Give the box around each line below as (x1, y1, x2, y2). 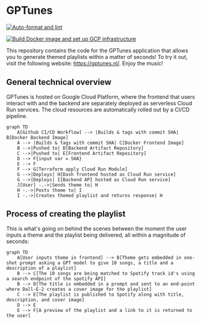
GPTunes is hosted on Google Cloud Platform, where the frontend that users (6, 93, 196, 100)
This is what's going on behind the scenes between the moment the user (6, 225, 187, 232)
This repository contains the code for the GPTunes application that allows (6, 46, 188, 54)
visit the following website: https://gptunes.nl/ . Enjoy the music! (6, 60, 164, 67)
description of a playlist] (6, 265, 77, 271)
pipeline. (6, 112, 28, 119)
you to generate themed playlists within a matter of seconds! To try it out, (6, 53, 188, 60)
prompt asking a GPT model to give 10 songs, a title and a (19, 260, 173, 266)
